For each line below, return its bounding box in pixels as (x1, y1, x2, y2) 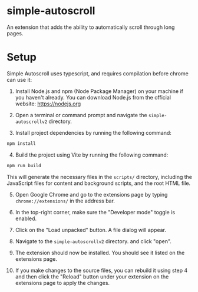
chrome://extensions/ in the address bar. (15, 197, 115, 204)
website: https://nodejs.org (15, 100, 81, 107)
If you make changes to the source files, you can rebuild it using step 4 (15, 267, 188, 274)
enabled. (15, 215, 37, 222)
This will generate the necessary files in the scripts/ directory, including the (6, 173, 192, 180)
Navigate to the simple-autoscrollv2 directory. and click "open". (15, 237, 171, 245)
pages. (6, 29, 24, 36)
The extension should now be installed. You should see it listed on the (15, 249, 185, 256)
